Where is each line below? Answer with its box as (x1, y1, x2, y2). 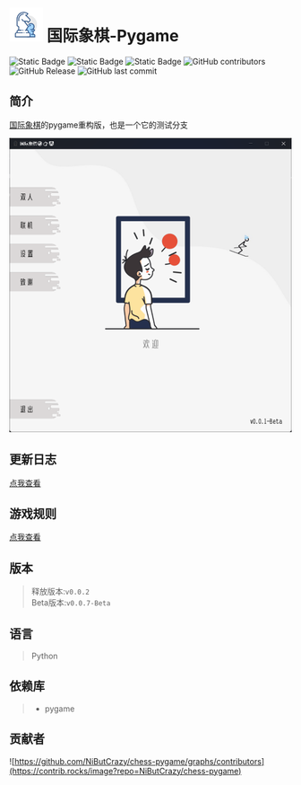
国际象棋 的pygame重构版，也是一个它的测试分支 (9, 119, 188, 130)
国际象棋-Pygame (46, 26, 179, 47)
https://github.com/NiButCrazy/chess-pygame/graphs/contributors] (14, 755, 265, 766)
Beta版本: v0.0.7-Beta (30, 597, 111, 608)
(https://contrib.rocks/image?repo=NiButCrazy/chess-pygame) (9, 765, 242, 776)
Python (30, 650, 58, 661)
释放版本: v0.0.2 (30, 587, 90, 597)
